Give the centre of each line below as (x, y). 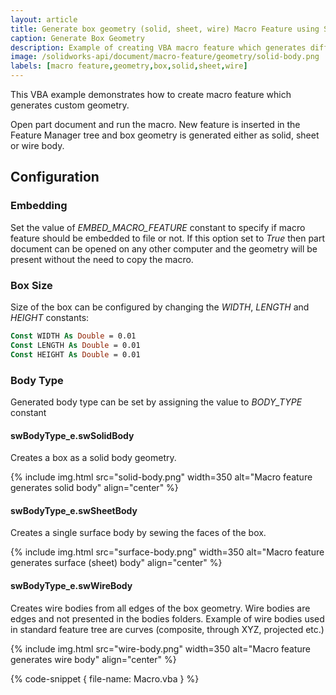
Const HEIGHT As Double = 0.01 (75, 354)
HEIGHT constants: (50, 317)
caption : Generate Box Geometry (77, 38)
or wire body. (37, 145)
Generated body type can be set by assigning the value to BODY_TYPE (156, 402)
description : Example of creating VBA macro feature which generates (158, 47)
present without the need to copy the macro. (102, 259)
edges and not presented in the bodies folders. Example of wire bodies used (167, 618)
